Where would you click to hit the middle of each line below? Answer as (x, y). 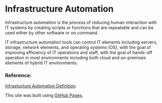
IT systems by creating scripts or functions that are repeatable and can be (79, 27)
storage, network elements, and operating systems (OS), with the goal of (78, 47)
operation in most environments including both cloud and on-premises (76, 57)
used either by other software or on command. (52, 33)
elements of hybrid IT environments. (41, 63)
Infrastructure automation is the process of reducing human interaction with (81, 22)
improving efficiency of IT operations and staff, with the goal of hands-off (79, 52)
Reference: (18, 75)
